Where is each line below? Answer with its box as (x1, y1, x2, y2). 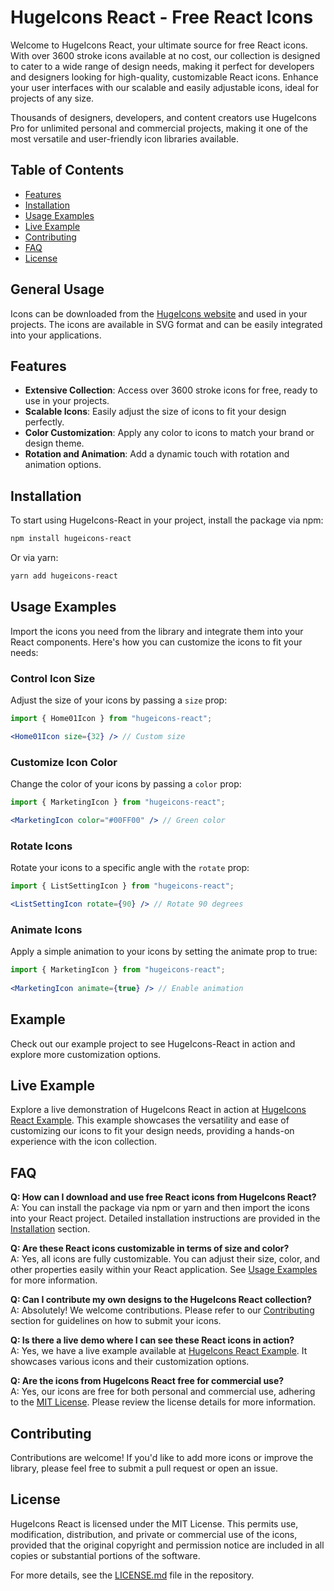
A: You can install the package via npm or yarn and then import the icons (10, 1202, 310, 1214)
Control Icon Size (10, 671, 96, 685)
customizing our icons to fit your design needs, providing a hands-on (10, 1125, 295, 1137)
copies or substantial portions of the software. (10, 1549, 201, 1561)
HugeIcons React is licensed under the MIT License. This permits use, (10, 1517, 299, 1530)
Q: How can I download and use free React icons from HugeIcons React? (10, 1191, 317, 1203)
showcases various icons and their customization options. (10, 1356, 250, 1368)
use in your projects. (24, 395, 110, 407)
